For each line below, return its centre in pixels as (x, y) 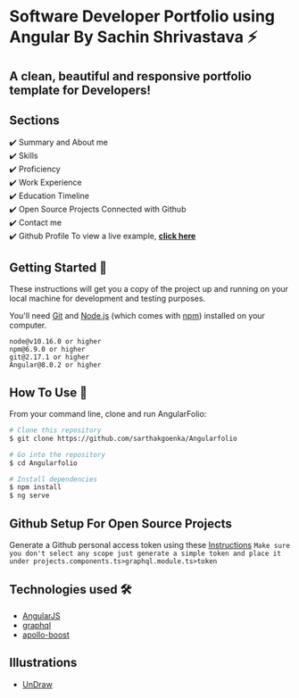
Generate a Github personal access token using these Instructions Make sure (149, 544)
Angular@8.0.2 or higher (55, 365)
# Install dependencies (54, 479)
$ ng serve (29, 496)
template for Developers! (80, 90)
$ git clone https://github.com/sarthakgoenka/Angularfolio (124, 438)
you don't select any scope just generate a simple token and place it (145, 553)
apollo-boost (46, 635)
